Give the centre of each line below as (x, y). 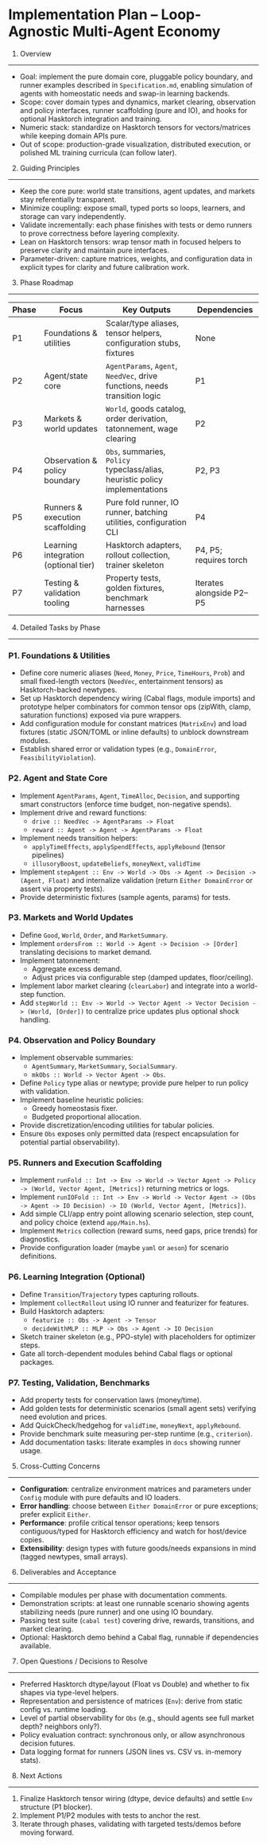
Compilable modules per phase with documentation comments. (124, 1595)
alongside (213, 592)
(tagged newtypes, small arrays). (74, 1557)
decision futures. (47, 1743)
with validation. (44, 1092)
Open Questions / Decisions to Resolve (84, 1661)
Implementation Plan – (83, 15)
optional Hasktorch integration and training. (91, 119)
